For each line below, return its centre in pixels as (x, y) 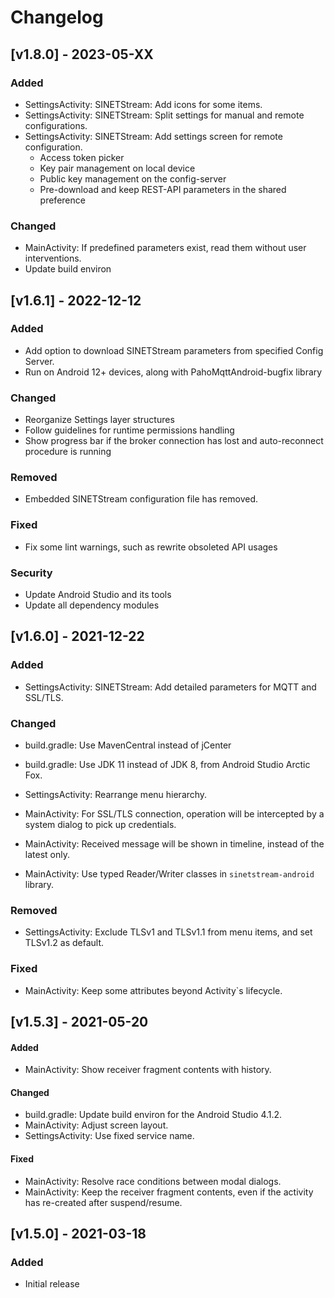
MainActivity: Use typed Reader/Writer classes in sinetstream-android (169, 874)
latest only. (47, 855)
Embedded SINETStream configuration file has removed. (141, 499)
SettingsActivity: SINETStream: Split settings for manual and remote (164, 115)
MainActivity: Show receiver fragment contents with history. (148, 1070)
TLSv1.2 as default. (64, 943)
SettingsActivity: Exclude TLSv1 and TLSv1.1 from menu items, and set (168, 932)
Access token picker (82, 157)
